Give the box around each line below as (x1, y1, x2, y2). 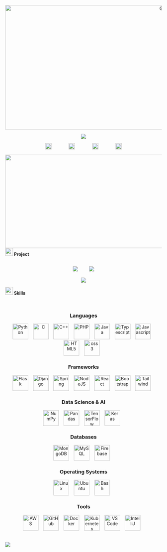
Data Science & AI (61, 398, 106, 405)
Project (14, 251, 29, 257)
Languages (69, 312, 98, 319)
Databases (70, 433, 97, 440)
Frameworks (68, 363, 99, 370)
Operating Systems (59, 468, 108, 475)
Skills (14, 290, 26, 296)
